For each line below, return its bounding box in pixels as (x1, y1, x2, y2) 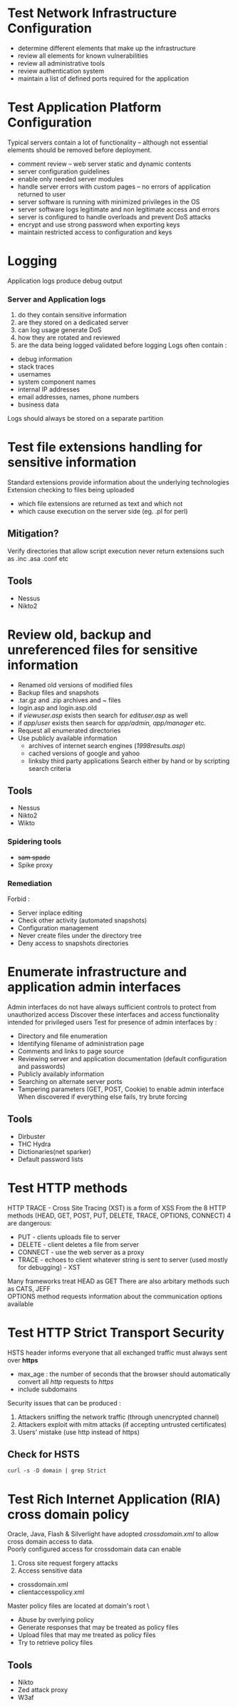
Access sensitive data (17, 1566, 83, 1575)
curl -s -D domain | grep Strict (7, 1467, 107, 1475)
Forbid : (7, 895, 31, 903)
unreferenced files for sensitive (7, 642, 198, 658)
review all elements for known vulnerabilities (17, 51, 148, 60)
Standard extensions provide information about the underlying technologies (7, 478, 229, 487)
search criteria (28, 764, 71, 772)
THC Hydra (17, 1140, 51, 1148)
